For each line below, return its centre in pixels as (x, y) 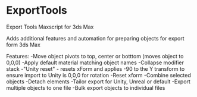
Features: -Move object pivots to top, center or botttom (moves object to (95, 56)
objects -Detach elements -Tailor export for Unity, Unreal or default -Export (98, 82)
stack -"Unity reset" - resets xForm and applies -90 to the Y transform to (96, 68)
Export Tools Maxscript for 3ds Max (50, 27)
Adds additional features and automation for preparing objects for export (95, 38)
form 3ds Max (23, 45)
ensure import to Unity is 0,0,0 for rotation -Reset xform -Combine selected (99, 75)
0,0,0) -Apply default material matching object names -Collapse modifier (95, 62)
